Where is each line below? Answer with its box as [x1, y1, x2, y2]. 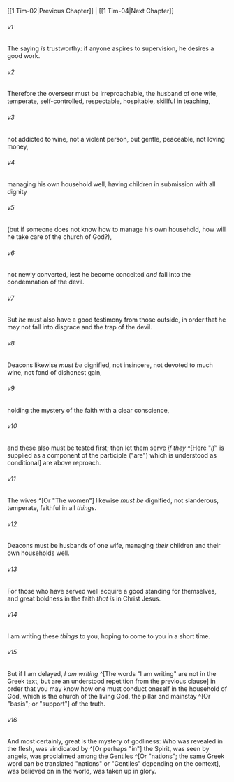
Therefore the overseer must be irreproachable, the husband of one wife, [7, 90, 218, 98]
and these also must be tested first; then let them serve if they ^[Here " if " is [7, 444, 225, 452]
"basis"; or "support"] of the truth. [7, 699, 106, 708]
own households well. [7, 549, 70, 557]
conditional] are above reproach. [7, 459, 101, 467]
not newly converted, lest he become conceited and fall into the [7, 270, 191, 279]
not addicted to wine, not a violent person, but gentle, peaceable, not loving [7, 135, 226, 143]
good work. [7, 52, 41, 60]
